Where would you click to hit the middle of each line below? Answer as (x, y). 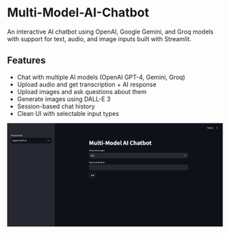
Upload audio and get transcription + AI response (87, 84)
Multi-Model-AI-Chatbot (78, 13)
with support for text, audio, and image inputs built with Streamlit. (99, 38)
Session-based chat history (56, 106)
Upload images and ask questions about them (82, 91)
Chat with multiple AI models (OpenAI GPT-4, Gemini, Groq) (101, 77)
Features (26, 61)
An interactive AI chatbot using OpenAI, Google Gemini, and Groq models (110, 32)
